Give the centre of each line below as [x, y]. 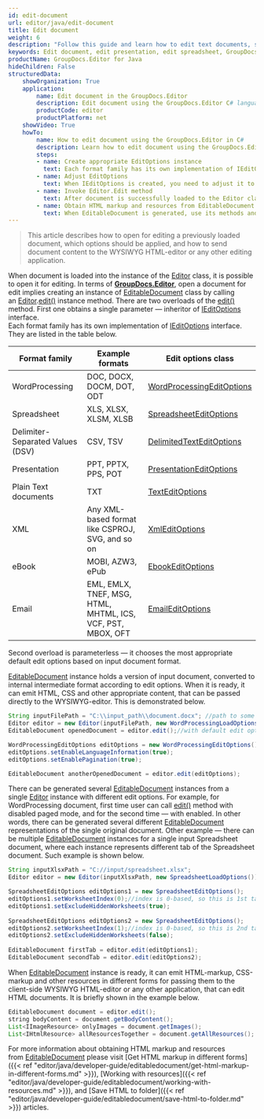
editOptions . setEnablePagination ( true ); [75, 759]
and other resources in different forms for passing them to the [135, 981]
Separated [31, 441]
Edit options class [200, 359]
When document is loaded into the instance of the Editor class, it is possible [131, 275]
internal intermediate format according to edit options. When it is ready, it [126, 685]
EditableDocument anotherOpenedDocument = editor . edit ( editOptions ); [125, 774]
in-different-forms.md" [45, 1074]
